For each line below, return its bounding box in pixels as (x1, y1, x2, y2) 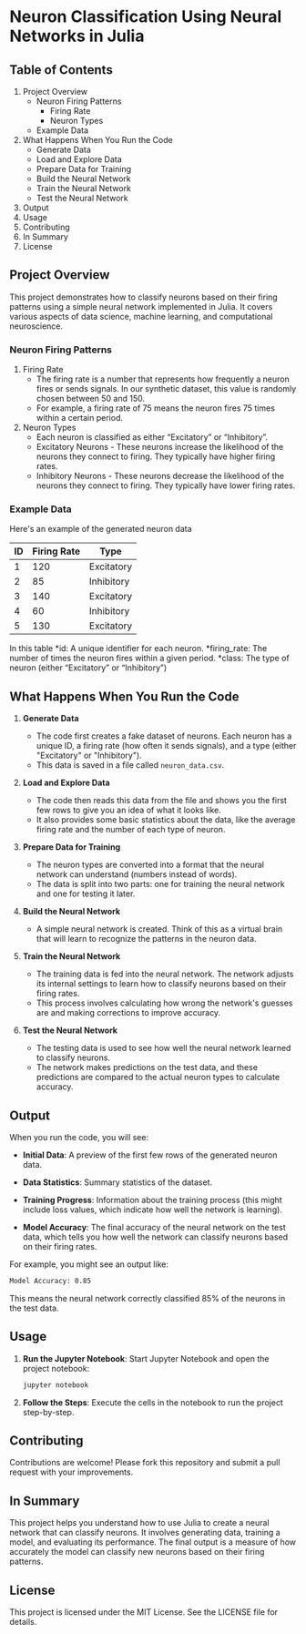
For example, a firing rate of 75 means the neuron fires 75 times (36, 403, 276, 414)
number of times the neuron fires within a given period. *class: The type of (9, 653, 290, 664)
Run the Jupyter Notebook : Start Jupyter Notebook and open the (22, 1353, 270, 1363)
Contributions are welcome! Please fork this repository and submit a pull (9, 1457, 280, 1468)
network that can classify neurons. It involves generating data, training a (9, 1527, 280, 1538)
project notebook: (22, 1363, 90, 1374)
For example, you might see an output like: (9, 1259, 168, 1270)
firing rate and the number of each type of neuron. (36, 824, 226, 835)
